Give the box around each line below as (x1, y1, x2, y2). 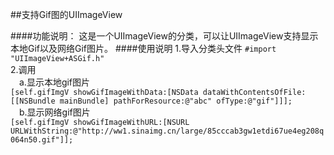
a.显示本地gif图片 (19, 76, 91, 88)
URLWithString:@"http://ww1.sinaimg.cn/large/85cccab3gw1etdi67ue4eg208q (10, 126, 325, 136)
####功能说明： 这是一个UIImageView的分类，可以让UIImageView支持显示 (10, 30, 319, 42)
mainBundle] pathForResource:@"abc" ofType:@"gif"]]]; (59, 96, 293, 106)
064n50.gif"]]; (10, 135, 74, 145)
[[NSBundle (10, 96, 56, 106)
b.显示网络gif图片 (19, 106, 91, 118)
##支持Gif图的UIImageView (10, 9, 123, 20)
